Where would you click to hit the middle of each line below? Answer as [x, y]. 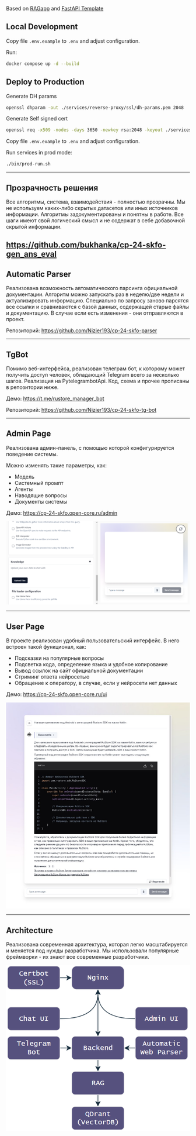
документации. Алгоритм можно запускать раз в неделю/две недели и [95, 294]
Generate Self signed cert [37, 119]
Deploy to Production [45, 82]
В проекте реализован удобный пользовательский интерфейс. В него [93, 641]
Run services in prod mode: [39, 153]
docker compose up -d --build [43, 64]
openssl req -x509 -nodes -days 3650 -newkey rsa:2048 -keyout [85, 130]
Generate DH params [32, 96]
